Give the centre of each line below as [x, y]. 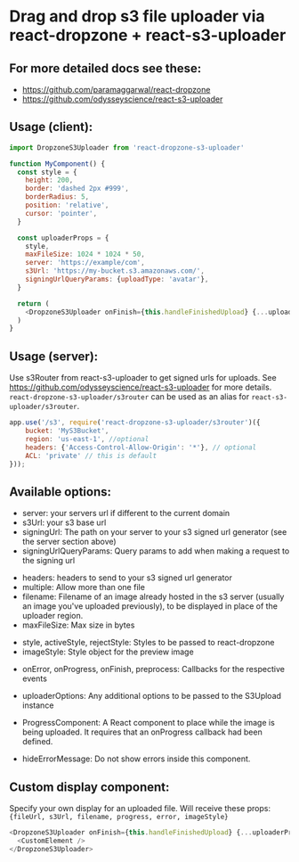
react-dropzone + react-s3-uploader [148, 35]
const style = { [47, 172]
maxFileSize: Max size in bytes [78, 625]
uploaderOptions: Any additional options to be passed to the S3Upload [152, 696]
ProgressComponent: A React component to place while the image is [149, 723]
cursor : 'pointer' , [61, 213]
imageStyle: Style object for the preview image [108, 652]
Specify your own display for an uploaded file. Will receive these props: [140, 808]
